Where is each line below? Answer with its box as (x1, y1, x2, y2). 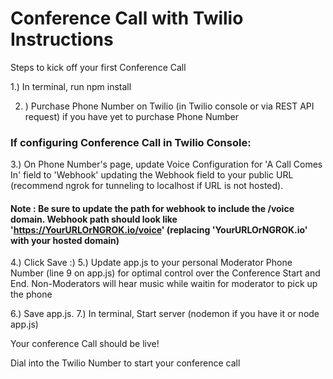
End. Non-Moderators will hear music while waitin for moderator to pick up (10, 278, 318, 290)
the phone (10, 288, 53, 301)
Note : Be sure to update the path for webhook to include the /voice (10, 202, 295, 214)
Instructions (10, 28, 114, 51)
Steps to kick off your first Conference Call (10, 61, 187, 73)
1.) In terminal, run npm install (10, 80, 132, 92)
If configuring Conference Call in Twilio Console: (10, 135, 252, 149)
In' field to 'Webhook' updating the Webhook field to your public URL (10, 169, 294, 181)
